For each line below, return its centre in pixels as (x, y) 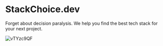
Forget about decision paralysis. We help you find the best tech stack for (81, 23)
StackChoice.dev (43, 9)
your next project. (24, 28)
